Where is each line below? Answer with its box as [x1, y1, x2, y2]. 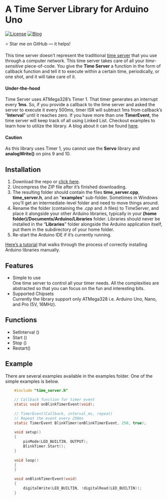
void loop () [14, 457, 39, 463]
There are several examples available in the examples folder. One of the [5, 373, 153, 379]
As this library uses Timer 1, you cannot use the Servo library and [5, 145, 140, 151]
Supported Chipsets [12, 291, 54, 297]
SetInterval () [12, 329, 39, 335]
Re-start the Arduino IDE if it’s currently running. [12, 232, 111, 238]
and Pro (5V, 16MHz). [12, 301, 56, 307]
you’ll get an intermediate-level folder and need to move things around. [12, 200, 159, 206]
